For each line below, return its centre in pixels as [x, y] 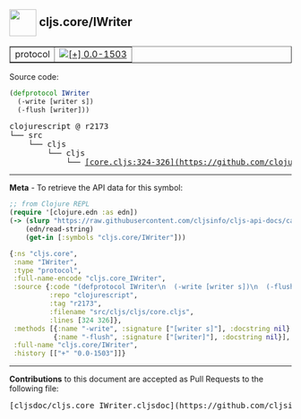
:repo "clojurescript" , [94, 295]
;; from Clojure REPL [50, 204]
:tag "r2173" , [75, 304]
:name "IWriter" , [45, 262]
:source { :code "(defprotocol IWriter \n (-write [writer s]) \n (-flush [154, 287]
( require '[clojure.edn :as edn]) [74, 213]
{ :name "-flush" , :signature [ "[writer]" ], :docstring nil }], [172, 337]
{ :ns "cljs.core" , [43, 253]
